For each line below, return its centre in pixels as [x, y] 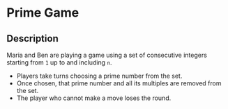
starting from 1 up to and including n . [59, 62]
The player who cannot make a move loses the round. [94, 98]
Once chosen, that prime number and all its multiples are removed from [119, 83]
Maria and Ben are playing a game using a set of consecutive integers [107, 55]
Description [32, 39]
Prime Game [43, 13]
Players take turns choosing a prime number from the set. [99, 76]
